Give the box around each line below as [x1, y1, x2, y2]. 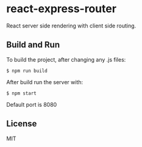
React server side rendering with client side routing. [6, 22, 137, 29]
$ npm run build [6, 68, 48, 74]
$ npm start [6, 90, 37, 96]
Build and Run [6, 40, 60, 50]
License [6, 118, 37, 129]
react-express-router [6, 2, 117, 16]
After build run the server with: [6, 78, 83, 85]
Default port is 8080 [6, 101, 57, 108]
